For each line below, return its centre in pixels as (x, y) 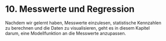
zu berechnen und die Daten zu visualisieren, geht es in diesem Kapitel (78, 28)
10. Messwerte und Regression (70, 9)
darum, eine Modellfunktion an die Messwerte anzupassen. (66, 33)
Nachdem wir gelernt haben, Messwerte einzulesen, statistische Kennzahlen (83, 23)
